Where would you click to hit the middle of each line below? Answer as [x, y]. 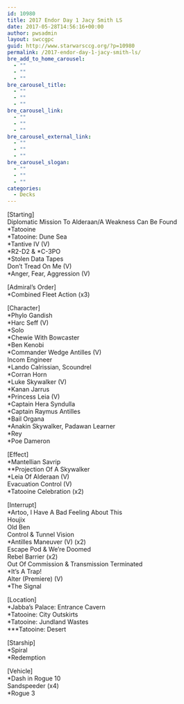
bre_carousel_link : [35, 111]
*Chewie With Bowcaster [43, 337]
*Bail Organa [26, 419]
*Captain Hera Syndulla [41, 404]
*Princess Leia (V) [34, 397]
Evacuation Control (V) [40, 484]
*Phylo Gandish [30, 315]
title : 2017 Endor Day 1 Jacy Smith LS [65, 20]
